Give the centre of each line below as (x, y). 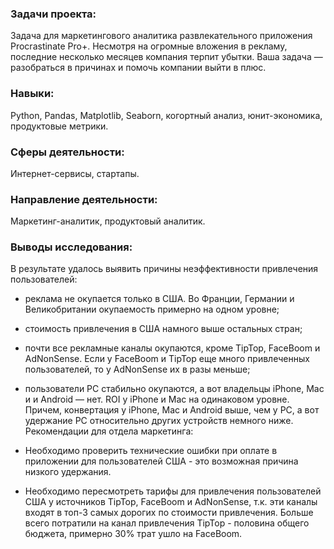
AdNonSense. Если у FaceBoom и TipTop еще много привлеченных (167, 359)
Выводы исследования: (71, 247)
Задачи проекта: (53, 14)
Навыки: (32, 94)
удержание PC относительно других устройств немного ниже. (159, 421)
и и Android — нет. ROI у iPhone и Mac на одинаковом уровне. (157, 399)
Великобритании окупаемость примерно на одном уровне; (152, 309)
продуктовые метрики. (59, 126)
